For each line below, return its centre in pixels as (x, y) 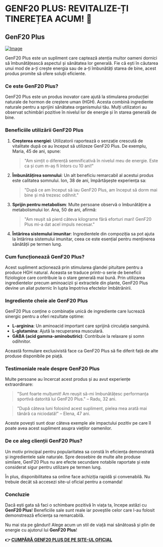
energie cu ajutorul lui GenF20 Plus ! (41, 530)
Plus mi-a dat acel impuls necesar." (59, 224)
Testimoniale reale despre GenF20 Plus (52, 369)
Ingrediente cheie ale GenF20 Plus (46, 300)
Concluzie (18, 494)
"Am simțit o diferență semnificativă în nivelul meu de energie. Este (91, 160)
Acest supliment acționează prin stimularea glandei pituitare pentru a (74, 267)
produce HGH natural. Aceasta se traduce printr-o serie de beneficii (73, 272)
